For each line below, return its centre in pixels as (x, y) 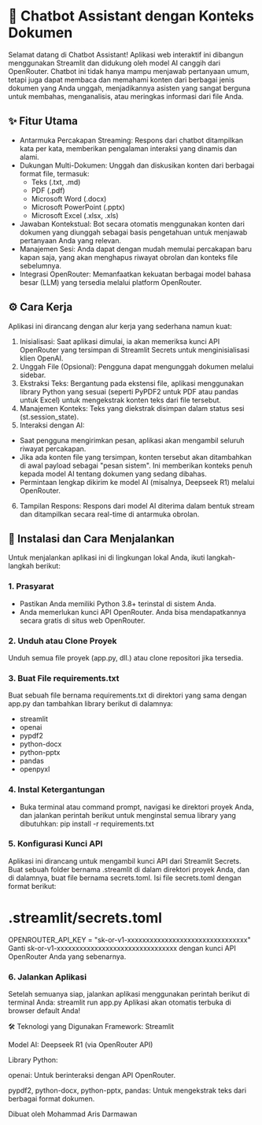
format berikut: (32, 886)
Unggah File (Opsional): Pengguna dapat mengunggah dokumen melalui (137, 366)
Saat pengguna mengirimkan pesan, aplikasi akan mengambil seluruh (132, 440)
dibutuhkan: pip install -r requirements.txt (87, 823)
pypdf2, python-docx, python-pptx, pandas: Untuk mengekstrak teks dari (127, 1090)
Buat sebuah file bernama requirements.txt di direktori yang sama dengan (127, 695)
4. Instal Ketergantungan (57, 790)
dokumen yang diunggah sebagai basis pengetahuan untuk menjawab (133, 232)
